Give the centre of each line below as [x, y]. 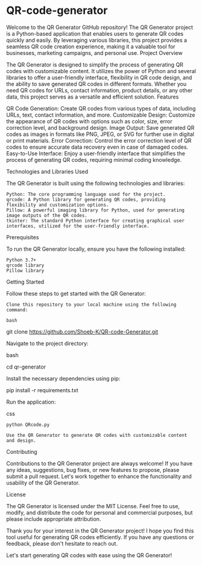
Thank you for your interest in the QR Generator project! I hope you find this [100, 531]
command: [17, 310]
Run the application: [31, 402]
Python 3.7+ [21, 260]
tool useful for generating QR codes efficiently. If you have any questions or [100, 537]
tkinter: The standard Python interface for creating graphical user [96, 221]
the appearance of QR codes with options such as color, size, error [90, 121]
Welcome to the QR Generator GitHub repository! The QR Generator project [100, 27]
